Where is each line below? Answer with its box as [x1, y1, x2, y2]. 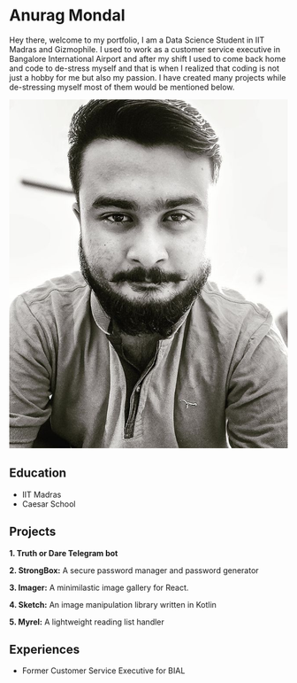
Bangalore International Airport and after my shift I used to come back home [9, 53, 286, 64]
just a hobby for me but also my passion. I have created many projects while [9, 72, 286, 82]
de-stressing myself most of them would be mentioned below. [9, 81, 235, 92]
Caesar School [21, 498, 76, 509]
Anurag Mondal [9, 5, 126, 26]
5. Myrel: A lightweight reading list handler [9, 617, 165, 627]
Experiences [9, 641, 80, 656]
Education [9, 466, 67, 481]
